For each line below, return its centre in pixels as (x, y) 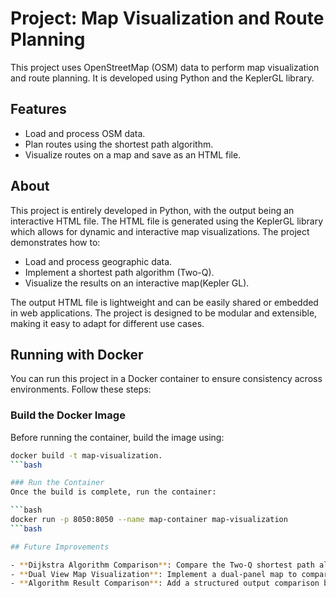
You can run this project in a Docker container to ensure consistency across (166, 379)
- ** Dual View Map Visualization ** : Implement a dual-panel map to (154, 574)
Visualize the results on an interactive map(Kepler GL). (137, 283)
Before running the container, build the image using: (117, 437)
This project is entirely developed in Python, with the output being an (152, 210)
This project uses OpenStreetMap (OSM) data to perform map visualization (165, 67)
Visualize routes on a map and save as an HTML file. (133, 154)
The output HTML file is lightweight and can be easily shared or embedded (164, 302)
